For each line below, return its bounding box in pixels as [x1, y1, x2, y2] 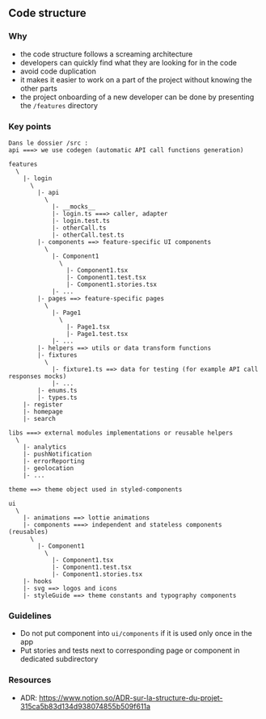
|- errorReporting [23, 456, 85, 465]
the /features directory [19, 100, 99, 110]
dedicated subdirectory [19, 654, 99, 664]
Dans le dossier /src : [8, 139, 89, 147]
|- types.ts [37, 393, 78, 402]
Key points [8, 120, 52, 132]
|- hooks [23, 577, 53, 585]
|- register [23, 400, 63, 409]
